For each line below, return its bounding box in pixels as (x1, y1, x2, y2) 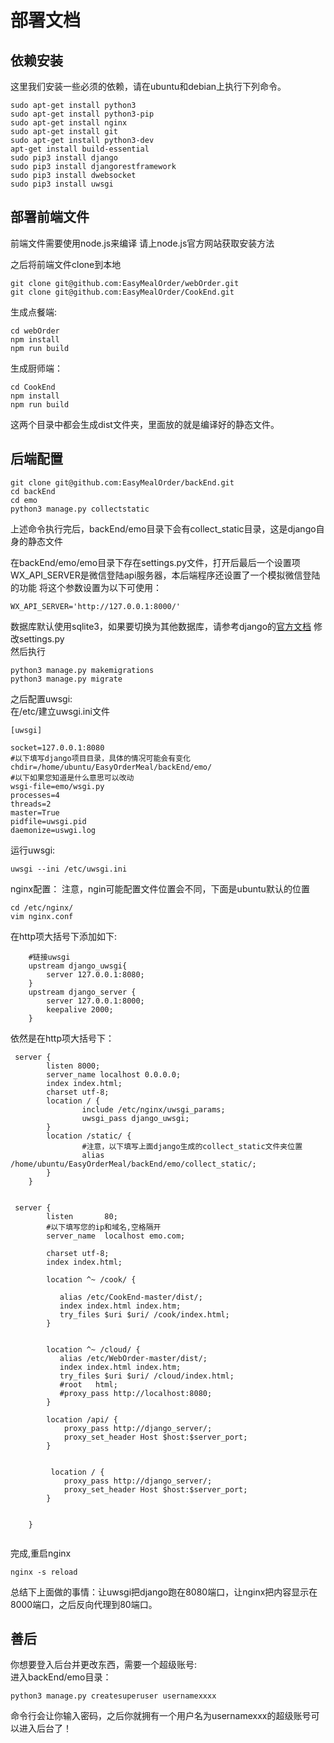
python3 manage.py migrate (10, 674, 123, 684)
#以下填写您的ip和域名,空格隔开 (46, 1222, 162, 1232)
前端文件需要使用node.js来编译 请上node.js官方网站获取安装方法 (10, 237, 275, 249)
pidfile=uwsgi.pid (10, 816, 87, 826)
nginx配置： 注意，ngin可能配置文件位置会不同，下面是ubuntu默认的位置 (10, 882, 310, 895)
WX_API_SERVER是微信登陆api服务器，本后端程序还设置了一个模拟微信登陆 (10, 569, 321, 581)
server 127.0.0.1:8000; (46, 996, 145, 1006)
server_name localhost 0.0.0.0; (46, 1069, 182, 1080)
